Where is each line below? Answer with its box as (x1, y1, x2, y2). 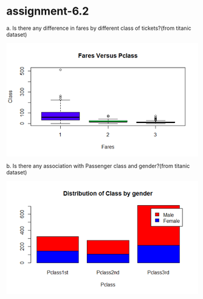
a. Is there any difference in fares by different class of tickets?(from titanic (6, 24, 191, 32)
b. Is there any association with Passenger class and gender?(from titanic (6, 163, 190, 170)
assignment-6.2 (6, 4, 89, 18)
